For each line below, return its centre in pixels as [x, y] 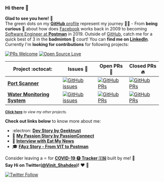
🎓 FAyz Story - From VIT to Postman [50, 147]
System [17, 101]
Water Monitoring [29, 94]
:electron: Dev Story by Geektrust [47, 131]
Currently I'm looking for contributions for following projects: [67, 45]
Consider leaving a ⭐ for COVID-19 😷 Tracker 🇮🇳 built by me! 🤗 [70, 158]
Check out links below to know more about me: [53, 121]
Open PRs [111, 66]
